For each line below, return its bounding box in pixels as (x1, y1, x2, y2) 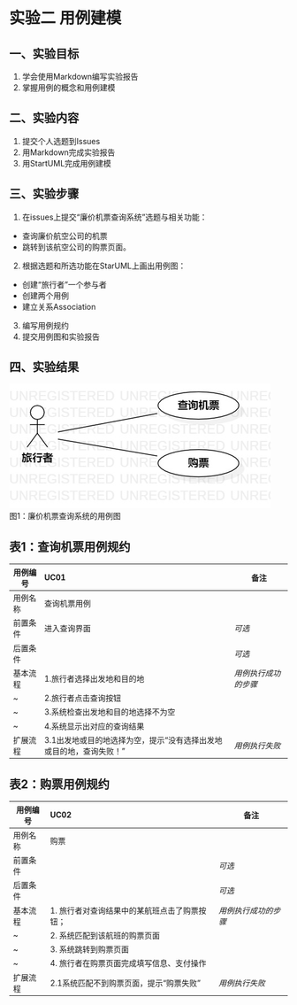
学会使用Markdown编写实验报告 (21, 72, 139, 81)
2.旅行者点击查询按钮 (43, 692, 122, 703)
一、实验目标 (9, 46, 80, 61)
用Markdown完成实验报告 (21, 147, 116, 158)
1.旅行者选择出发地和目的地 (43, 673, 145, 684)
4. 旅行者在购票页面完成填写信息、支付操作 (49, 958, 207, 969)
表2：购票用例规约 (9, 777, 110, 792)
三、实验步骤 (9, 187, 80, 202)
